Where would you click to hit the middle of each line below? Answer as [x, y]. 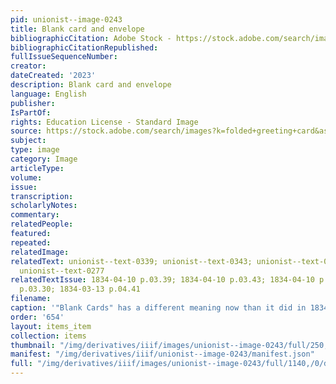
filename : [31, 299]
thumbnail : [33, 345]
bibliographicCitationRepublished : [84, 47]
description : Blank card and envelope [91, 85]
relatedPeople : [42, 224]
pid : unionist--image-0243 [66, 19]
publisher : [33, 103]
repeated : [31, 242]
